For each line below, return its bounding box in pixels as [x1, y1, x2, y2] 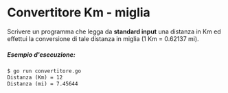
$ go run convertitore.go [7, 67, 81, 75]
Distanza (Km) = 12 [7, 74, 63, 81]
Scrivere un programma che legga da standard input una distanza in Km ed [7, 27, 221, 36]
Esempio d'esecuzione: [7, 50, 76, 59]
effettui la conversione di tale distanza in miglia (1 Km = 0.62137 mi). [7, 34, 199, 42]
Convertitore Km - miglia [7, 5, 151, 21]
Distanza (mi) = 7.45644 [7, 80, 78, 87]
